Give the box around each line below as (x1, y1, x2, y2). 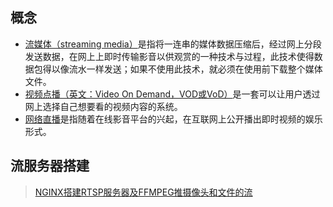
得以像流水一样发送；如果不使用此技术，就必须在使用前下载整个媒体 (42, 63, 323, 75)
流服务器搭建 (10, 158, 90, 175)
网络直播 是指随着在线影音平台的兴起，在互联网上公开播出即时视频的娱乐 (24, 113, 323, 125)
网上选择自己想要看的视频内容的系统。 (24, 100, 183, 112)
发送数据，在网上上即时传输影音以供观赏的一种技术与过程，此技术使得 (24, 50, 315, 62)
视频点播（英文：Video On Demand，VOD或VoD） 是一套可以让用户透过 (24, 88, 321, 100)
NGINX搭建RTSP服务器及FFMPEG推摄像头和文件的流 (34, 186, 253, 198)
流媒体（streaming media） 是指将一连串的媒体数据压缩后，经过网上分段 (24, 38, 322, 50)
